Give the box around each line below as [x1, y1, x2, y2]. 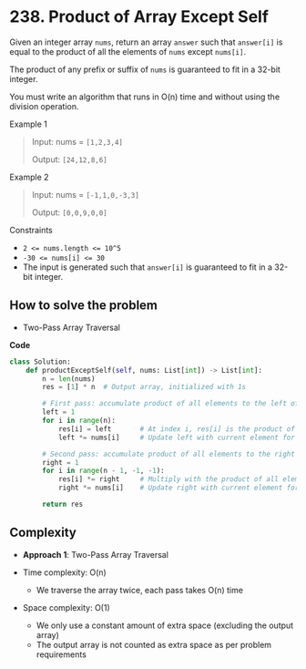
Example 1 [9, 118, 47, 129]
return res [42, 499, 84, 509]
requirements [36, 649, 87, 660]
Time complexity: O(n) [22, 567, 107, 578]
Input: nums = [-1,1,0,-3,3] [31, 189, 139, 200]
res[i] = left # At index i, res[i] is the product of [57, 424, 296, 434]
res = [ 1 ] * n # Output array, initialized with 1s [42, 383, 247, 392]
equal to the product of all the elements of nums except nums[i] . [9, 46, 247, 57]
